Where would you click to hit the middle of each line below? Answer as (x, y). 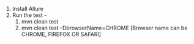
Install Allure (28, 9)
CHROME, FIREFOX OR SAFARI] (61, 34)
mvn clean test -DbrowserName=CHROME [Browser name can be (104, 28)
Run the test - (29, 15)
